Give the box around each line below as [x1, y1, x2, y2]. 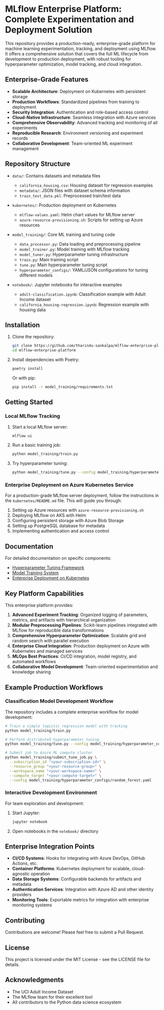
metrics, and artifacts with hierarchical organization [12, 617, 116, 623]
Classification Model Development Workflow [5, 698, 114, 705]
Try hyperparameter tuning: [12, 460, 68, 466]
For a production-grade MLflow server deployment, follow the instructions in [5, 493, 159, 499]
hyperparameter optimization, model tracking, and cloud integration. [5, 61, 143, 67]
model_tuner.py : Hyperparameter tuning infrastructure [19, 251, 128, 257]
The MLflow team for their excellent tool [12, 994, 93, 1000]
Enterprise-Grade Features [5, 75, 89, 84]
